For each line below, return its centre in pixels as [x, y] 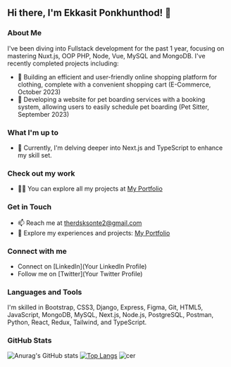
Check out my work [41, 173]
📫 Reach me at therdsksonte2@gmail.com [80, 223]
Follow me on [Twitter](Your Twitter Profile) [80, 273]
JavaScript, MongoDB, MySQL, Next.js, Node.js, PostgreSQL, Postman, [111, 315]
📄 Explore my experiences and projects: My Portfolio [94, 233]
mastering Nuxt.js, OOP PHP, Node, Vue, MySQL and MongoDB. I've [106, 56]
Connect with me [37, 251]
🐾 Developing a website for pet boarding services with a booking [111, 99]
